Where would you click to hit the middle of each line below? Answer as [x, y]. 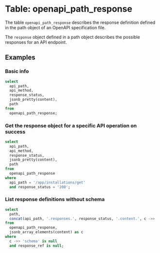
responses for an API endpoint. [36, 42]
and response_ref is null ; [37, 246]
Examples [20, 58]
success [15, 131]
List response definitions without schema [55, 199]
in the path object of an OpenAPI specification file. [55, 27]
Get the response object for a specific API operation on [71, 126]
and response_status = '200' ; [40, 187]
